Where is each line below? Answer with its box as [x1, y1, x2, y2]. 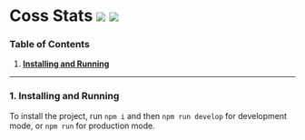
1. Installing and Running [9, 90, 120, 103]
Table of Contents [9, 38, 91, 51]
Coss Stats [9, 5, 93, 26]
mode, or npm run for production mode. [9, 120, 156, 131]
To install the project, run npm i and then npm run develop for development [9, 110, 288, 121]
